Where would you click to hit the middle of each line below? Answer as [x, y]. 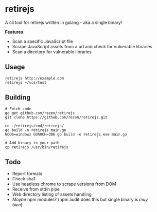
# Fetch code [18, 109]
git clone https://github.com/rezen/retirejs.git [56, 117]
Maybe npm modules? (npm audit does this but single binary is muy [80, 200]
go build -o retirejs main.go [36, 130]
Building [18, 98]
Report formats [27, 173]
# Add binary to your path [32, 143]
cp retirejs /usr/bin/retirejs [37, 147]
